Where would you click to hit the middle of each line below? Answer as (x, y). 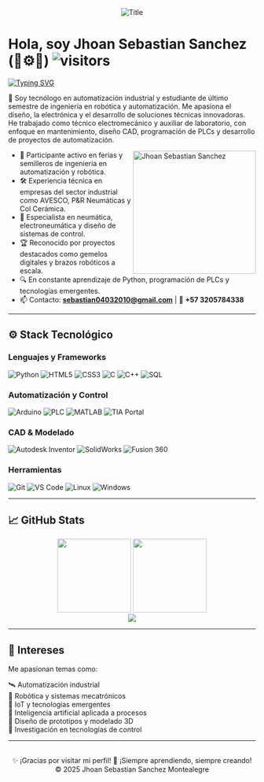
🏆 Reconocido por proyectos (67, 243)
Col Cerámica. (42, 209)
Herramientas (35, 470)
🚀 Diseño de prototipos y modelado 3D (71, 721)
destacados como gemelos (64, 254)
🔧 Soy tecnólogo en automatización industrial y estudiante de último (118, 98)
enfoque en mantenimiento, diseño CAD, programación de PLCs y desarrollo (132, 131)
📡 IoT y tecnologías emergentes (59, 705)
